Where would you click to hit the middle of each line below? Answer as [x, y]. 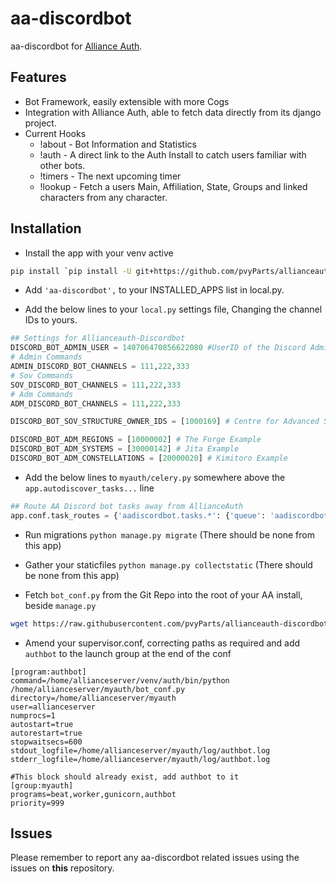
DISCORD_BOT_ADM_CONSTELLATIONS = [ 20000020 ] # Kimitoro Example [149, 458]
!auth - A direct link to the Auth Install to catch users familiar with [173, 154]
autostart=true [42, 724]
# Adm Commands [42, 394]
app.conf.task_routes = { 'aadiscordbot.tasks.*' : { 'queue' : [138, 515]
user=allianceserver [53, 707]
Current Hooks [55, 133]
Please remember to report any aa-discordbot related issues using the [155, 858]
